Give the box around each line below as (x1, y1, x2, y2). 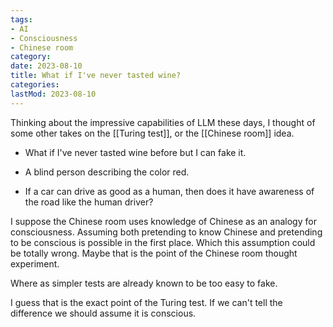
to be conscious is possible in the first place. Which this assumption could (10, 236, 316, 248)
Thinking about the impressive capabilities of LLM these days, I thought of (10, 116, 316, 128)
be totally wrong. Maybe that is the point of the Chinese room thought (10, 247, 298, 259)
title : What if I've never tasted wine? (10, 71, 182, 81)
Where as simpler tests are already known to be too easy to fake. (10, 277, 278, 289)
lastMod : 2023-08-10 (10, 89, 97, 99)
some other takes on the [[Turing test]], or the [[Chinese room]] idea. (10, 127, 295, 139)
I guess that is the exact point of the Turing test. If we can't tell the (10, 296, 283, 308)
